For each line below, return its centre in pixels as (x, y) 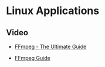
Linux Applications (53, 11)
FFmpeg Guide (33, 58)
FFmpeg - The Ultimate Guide (50, 46)
